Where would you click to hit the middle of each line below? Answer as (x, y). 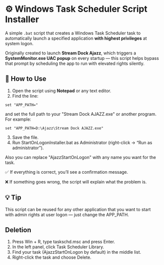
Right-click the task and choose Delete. (52, 257)
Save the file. (25, 137)
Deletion (18, 230)
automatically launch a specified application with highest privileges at (76, 38)
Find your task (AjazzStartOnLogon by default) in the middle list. (77, 252)
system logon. (19, 43)
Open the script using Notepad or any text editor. (61, 91)
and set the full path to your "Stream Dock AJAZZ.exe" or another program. (81, 114)
